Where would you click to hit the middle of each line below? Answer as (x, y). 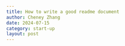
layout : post (23, 34)
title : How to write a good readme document (63, 12)
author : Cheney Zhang (33, 17)
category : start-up (31, 28)
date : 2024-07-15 (28, 23)
